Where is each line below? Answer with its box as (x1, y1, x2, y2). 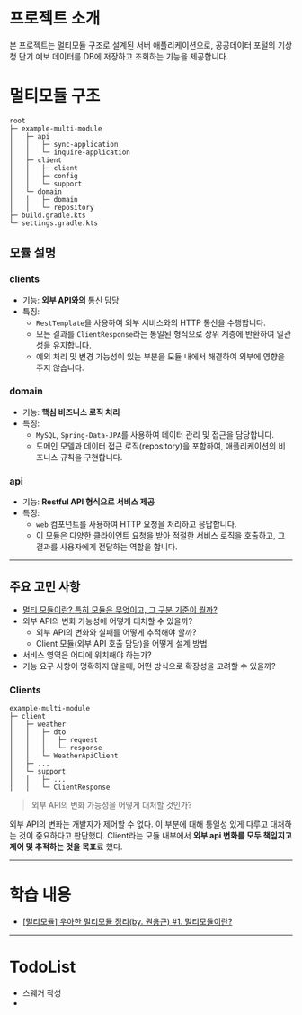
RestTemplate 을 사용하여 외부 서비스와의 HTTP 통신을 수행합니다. (35, 317, 267, 328)
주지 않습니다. (35, 362, 84, 373)
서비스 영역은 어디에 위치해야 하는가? (22, 649, 152, 660)
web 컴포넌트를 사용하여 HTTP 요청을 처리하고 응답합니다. (35, 519, 237, 530)
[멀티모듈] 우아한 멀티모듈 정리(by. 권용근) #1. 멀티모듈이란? (22, 916, 233, 928)
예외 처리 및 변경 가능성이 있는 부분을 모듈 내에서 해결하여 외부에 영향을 (35, 350, 286, 361)
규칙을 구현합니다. (59, 451, 123, 462)
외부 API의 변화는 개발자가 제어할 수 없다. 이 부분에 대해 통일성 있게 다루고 (9, 819, 269, 829)
